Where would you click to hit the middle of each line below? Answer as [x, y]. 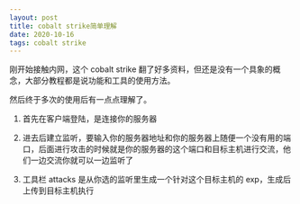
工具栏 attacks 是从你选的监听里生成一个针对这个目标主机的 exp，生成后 [156, 180]
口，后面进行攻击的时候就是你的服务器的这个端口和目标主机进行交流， [153, 149]
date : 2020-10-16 [42, 34]
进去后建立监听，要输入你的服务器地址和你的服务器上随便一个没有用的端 [156, 138]
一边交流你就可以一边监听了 [82, 160]
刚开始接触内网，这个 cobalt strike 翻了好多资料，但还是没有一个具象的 [141, 69]
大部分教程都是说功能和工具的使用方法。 [100, 81]
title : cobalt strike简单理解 [63, 26]
